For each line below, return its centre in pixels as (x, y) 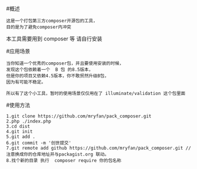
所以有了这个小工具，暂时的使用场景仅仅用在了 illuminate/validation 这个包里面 (96, 93)
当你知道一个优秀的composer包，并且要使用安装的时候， (65, 63)
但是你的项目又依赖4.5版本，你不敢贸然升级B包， (58, 76)
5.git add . (21, 137)
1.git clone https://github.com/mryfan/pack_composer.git (79, 116)
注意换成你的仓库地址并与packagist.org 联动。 (58, 154)
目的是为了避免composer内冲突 (39, 27)
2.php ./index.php (29, 121)
